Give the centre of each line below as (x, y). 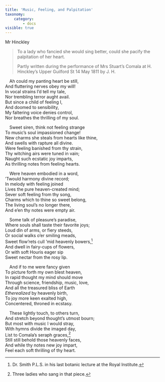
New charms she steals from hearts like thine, (52, 138)
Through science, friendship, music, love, (47, 282)
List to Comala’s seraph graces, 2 (38, 334)
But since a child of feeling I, (34, 102)
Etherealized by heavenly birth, (36, 293)
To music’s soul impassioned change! (43, 133)
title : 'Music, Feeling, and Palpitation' (49, 10)
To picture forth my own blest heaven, (43, 272)
